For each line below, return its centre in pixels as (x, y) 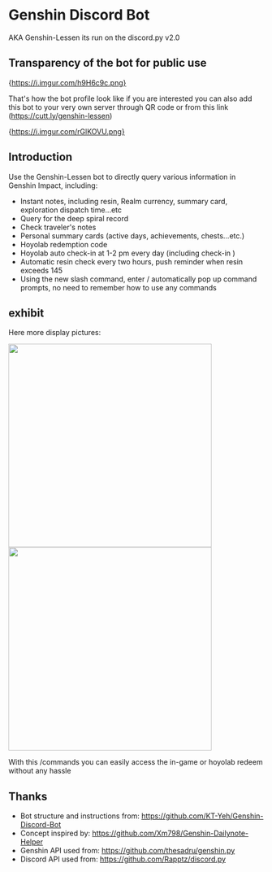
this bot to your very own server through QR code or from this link (119, 107)
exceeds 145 (41, 270)
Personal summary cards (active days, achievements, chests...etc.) (132, 235)
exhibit (26, 313)
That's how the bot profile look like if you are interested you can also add (130, 98)
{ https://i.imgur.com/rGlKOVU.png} (67, 131)
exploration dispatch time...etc (71, 210)
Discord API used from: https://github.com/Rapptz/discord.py (123, 859)
